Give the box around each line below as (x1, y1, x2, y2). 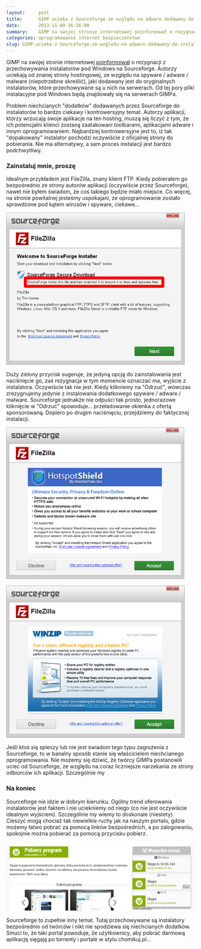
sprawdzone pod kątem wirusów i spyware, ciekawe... (6, 201, 140, 208)
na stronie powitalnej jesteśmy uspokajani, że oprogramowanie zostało (6, 194, 181, 202)
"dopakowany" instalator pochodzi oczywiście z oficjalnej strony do (6, 134, 173, 141)
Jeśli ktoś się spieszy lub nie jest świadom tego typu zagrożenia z (6, 744, 169, 751)
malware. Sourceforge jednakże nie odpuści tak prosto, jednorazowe (6, 396, 176, 403)
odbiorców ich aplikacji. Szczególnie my (6, 769, 105, 777)
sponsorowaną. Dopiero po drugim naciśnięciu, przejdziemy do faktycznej (6, 409, 190, 417)
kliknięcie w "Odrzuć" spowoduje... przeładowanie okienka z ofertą (6, 403, 172, 410)
